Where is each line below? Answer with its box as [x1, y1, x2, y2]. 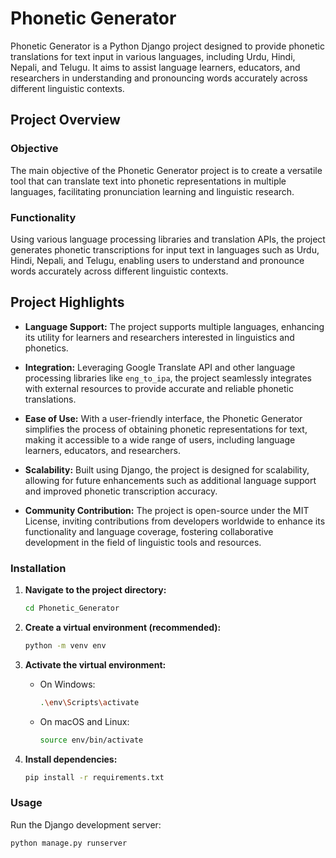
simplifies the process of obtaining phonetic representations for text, [24, 423, 308, 435]
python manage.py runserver [10, 838, 128, 848]
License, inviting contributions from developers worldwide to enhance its [24, 515, 326, 527]
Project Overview [10, 112, 121, 129]
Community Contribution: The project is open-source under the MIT [24, 504, 310, 516]
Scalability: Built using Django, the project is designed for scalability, [24, 463, 310, 476]
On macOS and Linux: [39, 715, 130, 727]
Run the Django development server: [10, 818, 162, 831]
